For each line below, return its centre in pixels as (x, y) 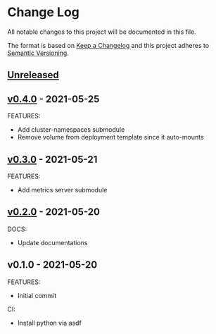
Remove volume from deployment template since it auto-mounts (110, 137)
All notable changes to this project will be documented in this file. (102, 32)
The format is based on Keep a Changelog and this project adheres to (108, 45)
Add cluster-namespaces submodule (71, 130)
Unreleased (33, 75)
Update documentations (52, 242)
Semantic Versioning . (38, 53)
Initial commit (37, 295)
